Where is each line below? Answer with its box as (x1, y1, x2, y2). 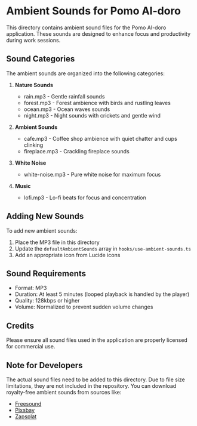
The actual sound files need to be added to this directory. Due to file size (6, 376, 185, 383)
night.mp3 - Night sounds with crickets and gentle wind (23, 112, 161, 119)
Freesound (14, 400, 42, 407)
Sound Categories (6, 54, 75, 64)
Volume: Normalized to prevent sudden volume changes (14, 303, 153, 311)
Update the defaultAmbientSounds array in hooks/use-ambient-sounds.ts (14, 245, 191, 252)
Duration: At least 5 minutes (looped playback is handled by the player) (14, 291, 190, 298)
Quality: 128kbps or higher (14, 297, 80, 304)
